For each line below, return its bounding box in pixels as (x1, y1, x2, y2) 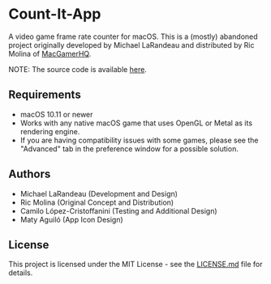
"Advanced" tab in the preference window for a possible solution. (19, 143, 239, 154)
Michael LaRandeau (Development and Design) (19, 189, 179, 198)
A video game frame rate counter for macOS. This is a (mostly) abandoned (8, 32, 258, 41)
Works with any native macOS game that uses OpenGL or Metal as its (19, 118, 253, 128)
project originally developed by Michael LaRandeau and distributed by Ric (8, 40, 255, 49)
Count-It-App (8, 5, 101, 23)
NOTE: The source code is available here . (8, 64, 148, 74)
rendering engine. (19, 126, 80, 136)
